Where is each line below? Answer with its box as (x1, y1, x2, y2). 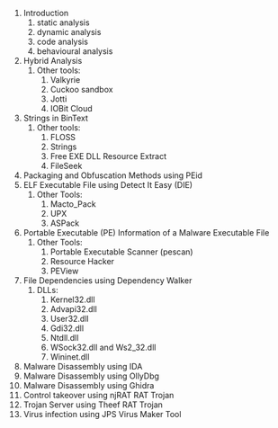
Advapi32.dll (49, 304, 97, 314)
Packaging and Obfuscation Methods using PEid (22, 170, 203, 181)
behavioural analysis (36, 46, 113, 57)
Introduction (22, 8, 69, 18)
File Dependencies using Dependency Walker (22, 275, 193, 286)
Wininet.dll (49, 352, 90, 362)
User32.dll (49, 314, 89, 324)
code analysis (36, 36, 89, 47)
